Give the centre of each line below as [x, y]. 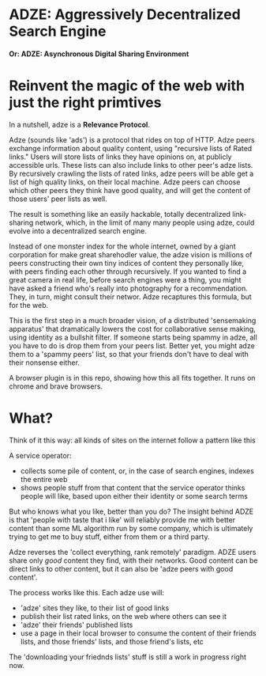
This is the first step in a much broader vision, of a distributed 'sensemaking [133, 320]
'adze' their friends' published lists [77, 625]
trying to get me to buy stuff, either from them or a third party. [109, 537]
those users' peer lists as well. [58, 199]
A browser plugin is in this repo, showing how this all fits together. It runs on [132, 378]
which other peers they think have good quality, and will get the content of [130, 190]
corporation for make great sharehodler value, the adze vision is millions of [131, 254]
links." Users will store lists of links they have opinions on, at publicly [120, 157]
